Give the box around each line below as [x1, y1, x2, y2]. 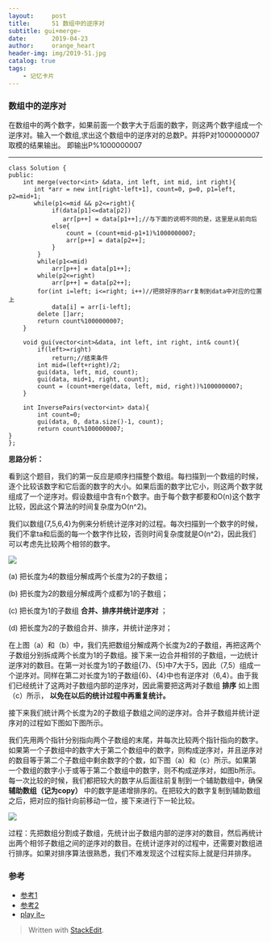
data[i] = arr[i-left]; [51, 302, 131, 311]
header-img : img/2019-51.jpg [8, 49, 106, 57]
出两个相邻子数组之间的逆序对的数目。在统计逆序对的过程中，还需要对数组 [8, 838, 256, 847]
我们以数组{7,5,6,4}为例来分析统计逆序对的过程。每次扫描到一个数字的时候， [8, 518, 262, 528]
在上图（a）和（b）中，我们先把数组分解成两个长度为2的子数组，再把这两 [8, 640, 254, 649]
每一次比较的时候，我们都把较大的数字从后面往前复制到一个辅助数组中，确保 [8, 775, 263, 785]
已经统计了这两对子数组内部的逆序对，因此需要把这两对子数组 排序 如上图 [15, 680, 260, 690]
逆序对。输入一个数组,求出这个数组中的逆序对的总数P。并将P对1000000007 [8, 130, 260, 140]
